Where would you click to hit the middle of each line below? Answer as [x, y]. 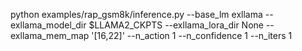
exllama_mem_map [50, 35]
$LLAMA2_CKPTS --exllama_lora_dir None [176, 25]
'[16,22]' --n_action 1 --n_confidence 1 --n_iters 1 [192, 35]
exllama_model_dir [48, 25]
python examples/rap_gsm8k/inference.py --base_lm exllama [136, 14]
